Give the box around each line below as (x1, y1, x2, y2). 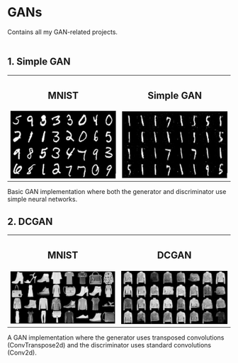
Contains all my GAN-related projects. (7, 28, 118, 36)
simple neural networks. (7, 195, 78, 204)
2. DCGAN (7, 215, 53, 227)
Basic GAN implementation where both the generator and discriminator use (7, 188, 227, 196)
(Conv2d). (7, 348, 37, 357)
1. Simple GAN (7, 56, 71, 68)
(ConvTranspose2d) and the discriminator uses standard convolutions (7, 340, 211, 349)
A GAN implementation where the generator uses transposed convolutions (7, 333, 225, 342)
